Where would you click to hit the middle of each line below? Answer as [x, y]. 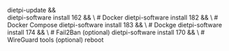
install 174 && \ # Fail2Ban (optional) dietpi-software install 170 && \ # [106, 32]
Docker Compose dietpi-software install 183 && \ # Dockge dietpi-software [114, 25]
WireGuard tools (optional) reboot [56, 40]
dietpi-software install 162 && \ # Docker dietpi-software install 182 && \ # [113, 17]
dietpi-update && [31, 10]
